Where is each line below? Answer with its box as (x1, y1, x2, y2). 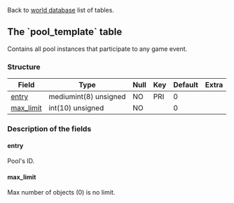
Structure (7, 62, 41, 72)
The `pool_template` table (7, 26, 123, 38)
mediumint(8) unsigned (48, 92, 126, 102)
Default (172, 80, 198, 90)
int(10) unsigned (48, 103, 104, 113)
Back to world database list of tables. (7, 6, 114, 14)
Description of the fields (7, 124, 92, 134)
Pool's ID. (7, 157, 35, 165)
